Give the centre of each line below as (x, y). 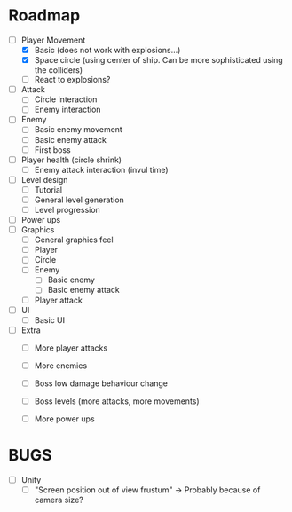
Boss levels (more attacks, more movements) (117, 401)
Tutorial (48, 189)
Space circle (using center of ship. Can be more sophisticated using (158, 60)
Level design (44, 179)
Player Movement (53, 40)
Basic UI (50, 319)
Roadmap (44, 16)
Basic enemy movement (79, 130)
